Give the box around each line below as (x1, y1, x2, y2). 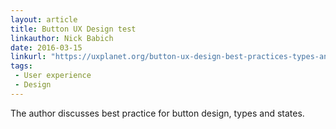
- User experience (14, 71, 92, 81)
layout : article (10, 14, 78, 25)
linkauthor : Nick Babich (10, 33, 114, 43)
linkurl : (10, 52, 47, 62)
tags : (10, 61, 33, 71)
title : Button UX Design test (10, 24, 137, 34)
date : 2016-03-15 (10, 42, 83, 53)
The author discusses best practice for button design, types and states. (10, 107, 305, 119)
